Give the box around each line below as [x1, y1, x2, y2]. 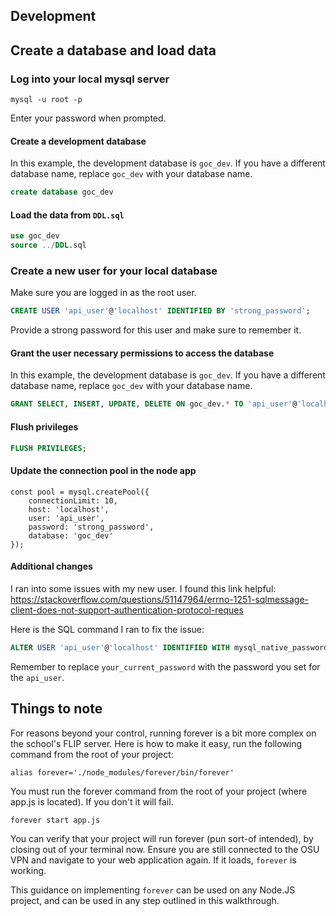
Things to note [10, 700, 103, 718]
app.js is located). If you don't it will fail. [10, 795, 174, 808]
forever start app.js [10, 815, 101, 825]
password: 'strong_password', [28, 522, 155, 532]
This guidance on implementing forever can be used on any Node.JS [10, 884, 296, 896]
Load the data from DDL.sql [10, 209, 125, 221]
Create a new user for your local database [10, 264, 218, 278]
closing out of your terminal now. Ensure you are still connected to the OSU [10, 843, 320, 855]
